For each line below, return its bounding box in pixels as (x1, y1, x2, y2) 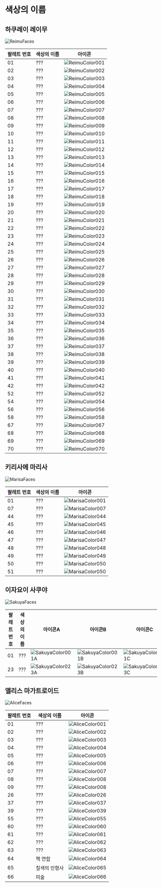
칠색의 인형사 (35, 865, 64, 871)
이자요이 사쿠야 (5, 586, 48, 594)
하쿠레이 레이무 (5, 25, 48, 33)
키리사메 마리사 (5, 463, 48, 471)
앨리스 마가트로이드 (5, 687, 59, 695)
